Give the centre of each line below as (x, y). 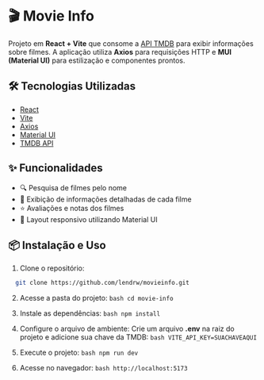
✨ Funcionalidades (55, 168)
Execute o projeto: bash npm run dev (79, 353)
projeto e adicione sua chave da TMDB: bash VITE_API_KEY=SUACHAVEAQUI (138, 337)
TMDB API (36, 143)
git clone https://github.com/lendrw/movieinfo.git (103, 283)
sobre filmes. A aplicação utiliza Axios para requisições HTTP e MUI (120, 52)
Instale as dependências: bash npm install (90, 313)
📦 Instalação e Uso (57, 245)
